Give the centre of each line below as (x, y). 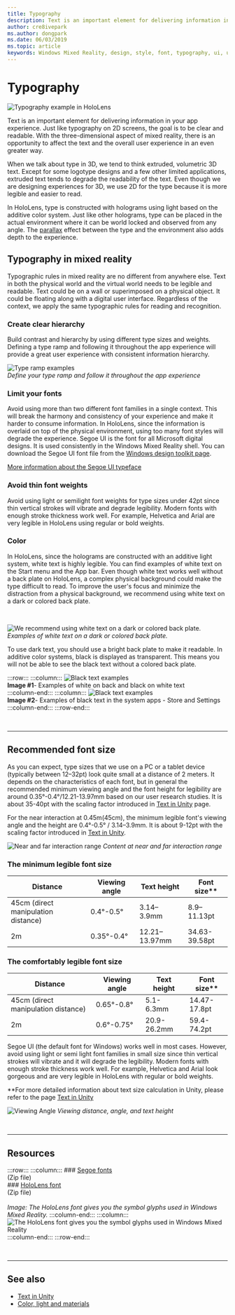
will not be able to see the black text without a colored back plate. (102, 664)
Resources (31, 1153)
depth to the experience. (43, 237)
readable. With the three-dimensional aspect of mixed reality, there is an (111, 135)
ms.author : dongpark (37, 33)
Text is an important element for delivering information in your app (102, 121)
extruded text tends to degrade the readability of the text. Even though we (114, 179)
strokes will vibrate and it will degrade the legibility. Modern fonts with (108, 1061)
